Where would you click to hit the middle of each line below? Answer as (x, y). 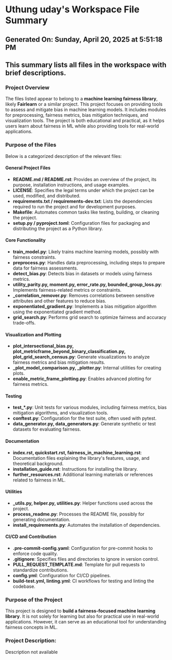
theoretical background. (38, 463)
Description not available (32, 652)
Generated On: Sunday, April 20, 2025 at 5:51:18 (84, 39)
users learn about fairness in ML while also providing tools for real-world (82, 126)
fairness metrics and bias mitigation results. (59, 362)
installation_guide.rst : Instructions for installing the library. (75, 469)
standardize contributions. (40, 570)
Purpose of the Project (34, 599)
